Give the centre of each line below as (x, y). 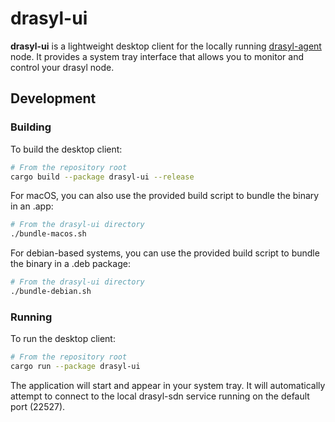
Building (31, 127)
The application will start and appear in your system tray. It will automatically (168, 385)
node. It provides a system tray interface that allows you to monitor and (157, 56)
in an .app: (32, 206)
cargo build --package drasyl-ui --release (102, 177)
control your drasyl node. (62, 67)
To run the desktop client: (63, 339)
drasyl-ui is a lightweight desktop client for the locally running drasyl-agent (166, 46)
